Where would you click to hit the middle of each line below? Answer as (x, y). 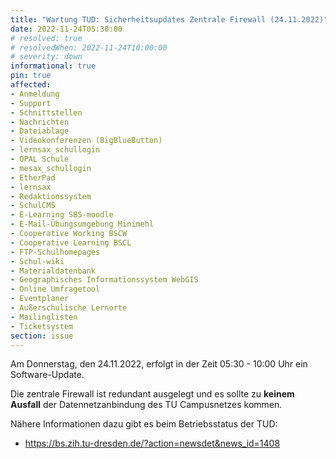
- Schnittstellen (46, 112)
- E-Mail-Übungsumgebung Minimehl (82, 224)
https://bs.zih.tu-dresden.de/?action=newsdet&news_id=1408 (152, 443)
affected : (31, 85)
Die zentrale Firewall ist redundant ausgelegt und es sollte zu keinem (152, 394)
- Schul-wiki (37, 261)
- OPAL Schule (40, 159)
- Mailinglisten (44, 317)
